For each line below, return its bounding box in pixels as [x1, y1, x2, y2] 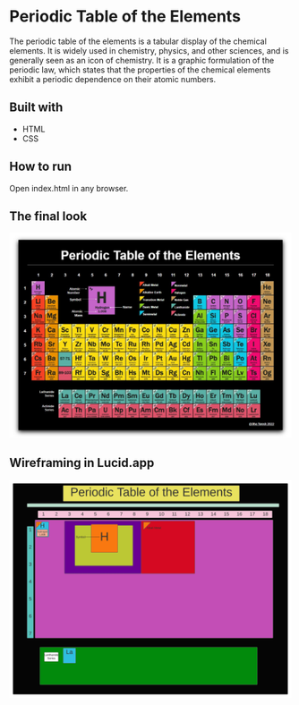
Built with [9, 100, 64, 115]
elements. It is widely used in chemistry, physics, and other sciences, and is [9, 45, 289, 55]
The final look [9, 208, 88, 224]
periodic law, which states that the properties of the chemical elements [9, 64, 271, 75]
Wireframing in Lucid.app [9, 455, 155, 471]
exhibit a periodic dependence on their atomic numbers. [9, 73, 217, 84]
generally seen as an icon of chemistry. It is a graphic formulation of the [9, 55, 275, 65]
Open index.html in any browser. [9, 183, 129, 193]
